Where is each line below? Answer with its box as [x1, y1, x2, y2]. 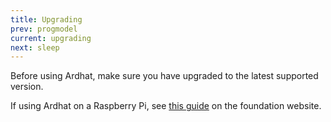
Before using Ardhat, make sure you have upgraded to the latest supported [10, 70, 319, 82]
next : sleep [10, 42, 60, 53]
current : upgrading [10, 33, 92, 43]
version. [10, 81, 44, 93]
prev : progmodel [10, 24, 78, 34]
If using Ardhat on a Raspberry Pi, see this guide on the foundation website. [10, 100, 322, 112]
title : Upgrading [10, 14, 83, 25]
